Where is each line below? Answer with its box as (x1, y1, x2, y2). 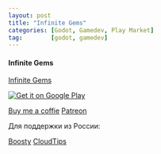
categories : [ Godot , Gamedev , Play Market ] (8, 26, 155, 34)
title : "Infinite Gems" (8, 19, 87, 27)
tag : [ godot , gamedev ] (8, 33, 109, 42)
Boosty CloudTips (8, 137, 67, 146)
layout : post (8, 11, 52, 20)
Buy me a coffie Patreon (8, 106, 87, 115)
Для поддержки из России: (8, 122, 101, 131)
